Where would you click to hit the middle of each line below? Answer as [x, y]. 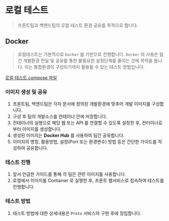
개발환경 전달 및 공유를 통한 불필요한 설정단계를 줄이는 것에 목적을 [88, 61]
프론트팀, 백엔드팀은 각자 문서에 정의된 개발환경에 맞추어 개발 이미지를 [81, 104]
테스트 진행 [18, 162]
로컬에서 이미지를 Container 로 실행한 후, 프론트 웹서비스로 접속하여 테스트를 [88, 181]
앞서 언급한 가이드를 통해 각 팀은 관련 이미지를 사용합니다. [69, 174]
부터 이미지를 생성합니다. [37, 129]
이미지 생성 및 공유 [26, 92]
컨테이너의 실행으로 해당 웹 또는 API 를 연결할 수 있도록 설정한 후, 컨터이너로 [88, 123]
